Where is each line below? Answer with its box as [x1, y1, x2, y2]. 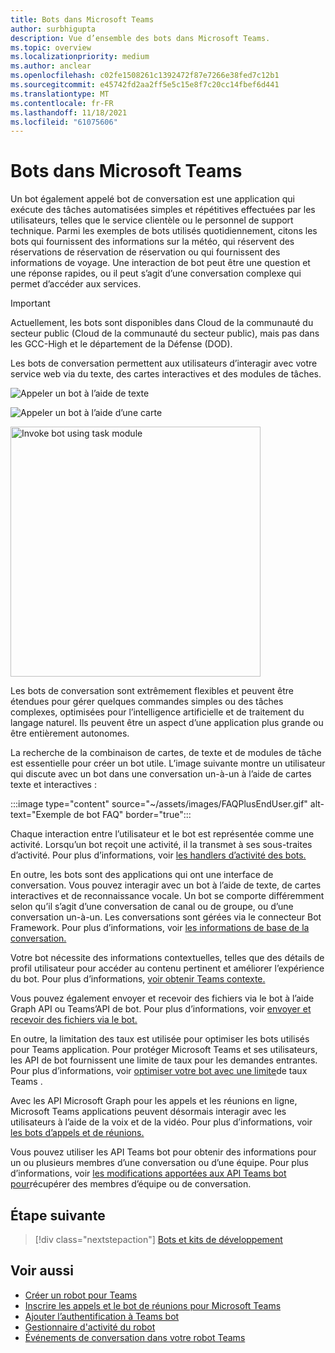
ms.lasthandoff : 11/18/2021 [10, 107, 128, 118]
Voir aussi [10, 1262, 74, 1280]
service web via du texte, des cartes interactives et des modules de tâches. [10, 368, 322, 380]
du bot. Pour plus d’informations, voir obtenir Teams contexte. [10, 973, 266, 985]
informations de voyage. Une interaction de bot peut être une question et [10, 257, 311, 269]
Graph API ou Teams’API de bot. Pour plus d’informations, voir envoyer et [10, 1003, 312, 1015]
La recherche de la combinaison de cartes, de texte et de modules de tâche [10, 747, 322, 759]
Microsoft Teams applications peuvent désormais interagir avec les [10, 1106, 287, 1118]
